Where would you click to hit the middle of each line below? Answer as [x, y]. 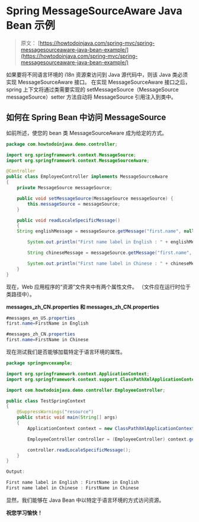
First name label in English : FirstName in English [73, 483]
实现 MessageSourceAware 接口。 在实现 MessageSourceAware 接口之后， [98, 82]
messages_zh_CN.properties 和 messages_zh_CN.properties [83, 307]
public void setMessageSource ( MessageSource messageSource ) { [95, 198]
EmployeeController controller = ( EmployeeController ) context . [108, 439]
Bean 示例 [31, 26]
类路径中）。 [20, 294]
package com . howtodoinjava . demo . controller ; [62, 144]
